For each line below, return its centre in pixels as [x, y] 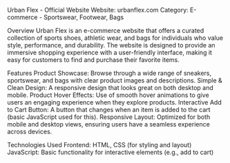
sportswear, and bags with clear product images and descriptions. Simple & [115, 80]
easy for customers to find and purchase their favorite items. [93, 60]
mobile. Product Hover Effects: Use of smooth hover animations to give [108, 95]
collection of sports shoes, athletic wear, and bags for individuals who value [115, 38]
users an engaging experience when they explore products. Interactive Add [115, 102]
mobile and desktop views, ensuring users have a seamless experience [109, 124]
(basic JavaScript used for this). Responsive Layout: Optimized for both [109, 117]
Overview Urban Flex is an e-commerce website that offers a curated [106, 31]
